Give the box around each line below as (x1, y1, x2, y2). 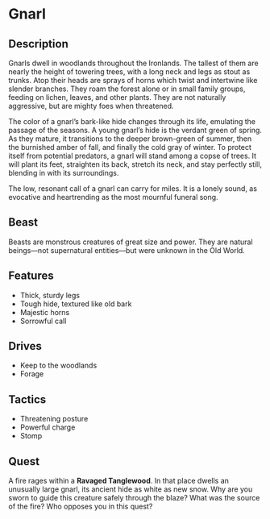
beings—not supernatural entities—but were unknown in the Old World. (8, 245, 246, 255)
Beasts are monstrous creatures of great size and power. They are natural (8, 237, 253, 247)
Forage (19, 369, 44, 379)
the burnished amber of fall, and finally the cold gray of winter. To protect (8, 143, 252, 152)
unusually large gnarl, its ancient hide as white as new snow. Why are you (8, 484, 253, 494)
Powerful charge (19, 422, 76, 432)
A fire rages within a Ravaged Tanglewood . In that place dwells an (8, 476, 230, 486)
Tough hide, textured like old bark (19, 299, 132, 309)
